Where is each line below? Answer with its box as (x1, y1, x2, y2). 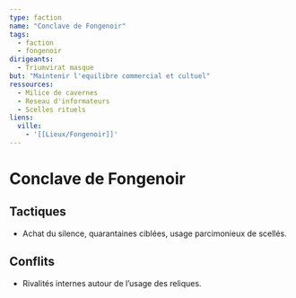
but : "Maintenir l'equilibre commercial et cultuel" (9, 72, 211, 81)
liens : (9, 113, 34, 122)
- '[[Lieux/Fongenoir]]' (25, 130, 118, 139)
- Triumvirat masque (17, 64, 94, 73)
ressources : (9, 80, 54, 89)
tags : (9, 30, 30, 39)
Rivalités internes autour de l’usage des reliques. (22, 277, 202, 288)
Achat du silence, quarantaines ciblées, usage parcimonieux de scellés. (22, 228, 287, 239)
